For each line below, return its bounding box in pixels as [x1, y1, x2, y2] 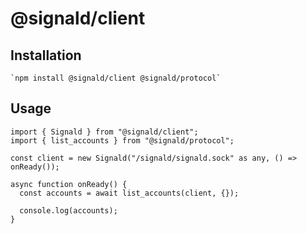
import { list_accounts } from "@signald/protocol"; [10, 135, 235, 146]
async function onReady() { [10, 179, 128, 189]
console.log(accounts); [19, 205, 118, 216]
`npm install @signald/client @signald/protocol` [10, 73, 222, 83]
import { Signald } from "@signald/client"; [10, 127, 199, 137]
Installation [10, 47, 82, 64]
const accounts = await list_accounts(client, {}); [19, 188, 240, 198]
